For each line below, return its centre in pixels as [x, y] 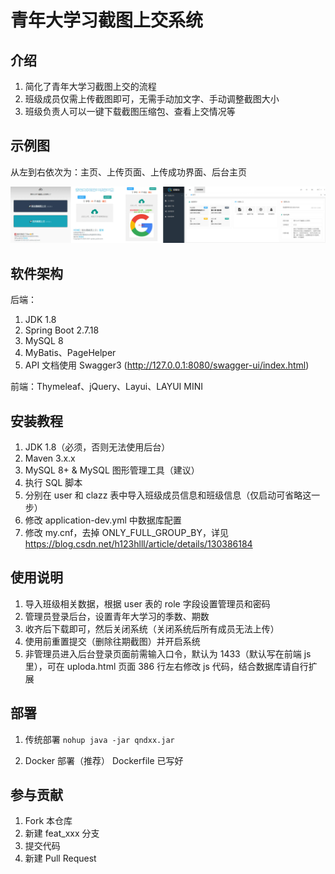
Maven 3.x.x [50, 458]
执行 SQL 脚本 [53, 482]
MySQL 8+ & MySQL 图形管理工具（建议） [112, 470]
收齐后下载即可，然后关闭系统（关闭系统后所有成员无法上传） [152, 628]
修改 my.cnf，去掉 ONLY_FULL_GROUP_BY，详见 [126, 532]
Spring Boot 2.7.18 [62, 330]
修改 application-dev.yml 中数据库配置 [103, 520]
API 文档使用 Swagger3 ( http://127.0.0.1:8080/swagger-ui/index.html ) [167, 365]
